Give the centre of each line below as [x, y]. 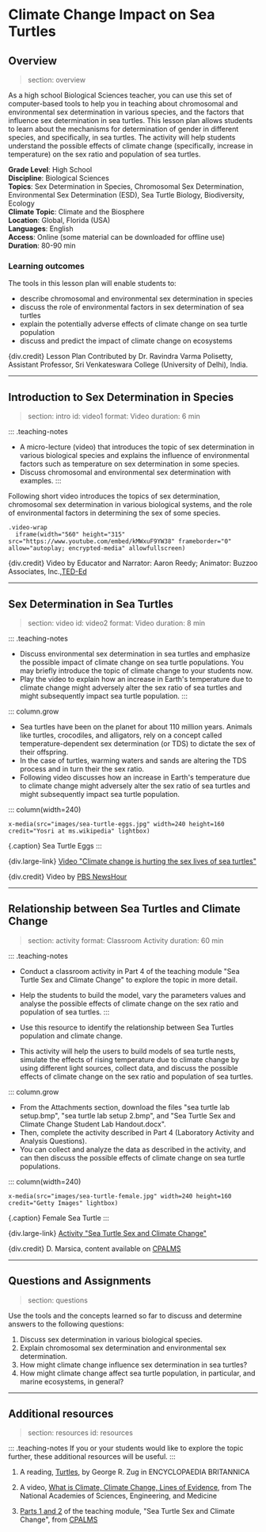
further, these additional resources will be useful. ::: [92, 1457]
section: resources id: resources [80, 1433]
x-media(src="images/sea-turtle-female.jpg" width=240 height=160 [120, 1196]
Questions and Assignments [80, 1281]
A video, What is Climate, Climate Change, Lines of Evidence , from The [135, 1488]
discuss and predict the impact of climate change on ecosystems [126, 341]
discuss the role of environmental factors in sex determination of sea [132, 307]
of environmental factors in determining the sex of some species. [114, 513]
